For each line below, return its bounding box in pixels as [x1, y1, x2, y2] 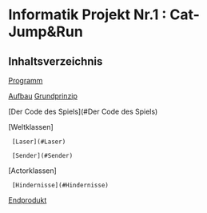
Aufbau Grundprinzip [8, 91, 78, 101]
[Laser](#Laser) [11, 138, 66, 146]
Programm [8, 76, 43, 85]
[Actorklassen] [8, 166, 58, 175]
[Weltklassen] [8, 123, 54, 131]
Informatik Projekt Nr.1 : [8, 6, 167, 24]
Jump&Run [8, 22, 84, 41]
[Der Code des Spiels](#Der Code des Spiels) [8, 106, 158, 116]
